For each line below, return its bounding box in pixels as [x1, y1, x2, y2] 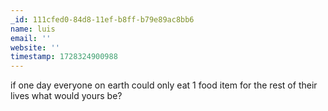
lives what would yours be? [10, 90, 123, 102]
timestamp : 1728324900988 [10, 52, 118, 62]
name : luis [10, 24, 56, 34]
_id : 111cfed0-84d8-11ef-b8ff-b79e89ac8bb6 [10, 14, 195, 25]
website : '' [10, 42, 60, 53]
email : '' [10, 33, 52, 43]
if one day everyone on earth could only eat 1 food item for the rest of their [10, 79, 318, 91]
